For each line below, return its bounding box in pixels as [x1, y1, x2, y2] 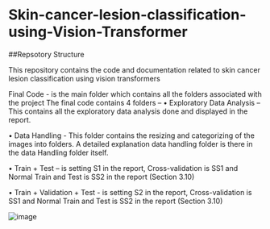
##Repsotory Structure [8, 49, 85, 59]
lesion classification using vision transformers [8, 73, 161, 83]
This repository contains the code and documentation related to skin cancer [8, 65, 260, 74]
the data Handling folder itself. [8, 148, 109, 157]
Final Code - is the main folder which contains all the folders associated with [8, 89, 262, 98]
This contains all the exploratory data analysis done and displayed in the [8, 106, 248, 116]
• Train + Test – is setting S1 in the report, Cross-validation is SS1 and [8, 163, 239, 173]
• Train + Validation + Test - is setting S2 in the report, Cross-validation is [8, 187, 252, 197]
